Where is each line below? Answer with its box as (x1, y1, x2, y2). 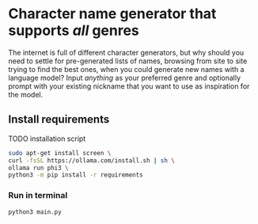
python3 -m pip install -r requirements (8, 171, 144, 179)
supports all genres (8, 21, 140, 40)
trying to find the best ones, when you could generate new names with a (8, 64, 245, 74)
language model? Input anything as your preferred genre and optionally (8, 73, 241, 82)
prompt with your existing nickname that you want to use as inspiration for (8, 81, 250, 91)
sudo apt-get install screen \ (8, 149, 112, 157)
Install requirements (8, 112, 110, 127)
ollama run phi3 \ (8, 164, 69, 172)
